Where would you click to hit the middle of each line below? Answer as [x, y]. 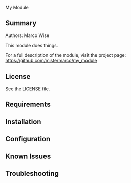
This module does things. [32, 45]
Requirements [28, 105]
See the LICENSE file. [28, 89]
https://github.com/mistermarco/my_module [51, 60]
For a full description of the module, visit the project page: [66, 55]
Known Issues [28, 156]
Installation [23, 122]
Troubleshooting [32, 174]
